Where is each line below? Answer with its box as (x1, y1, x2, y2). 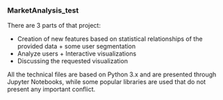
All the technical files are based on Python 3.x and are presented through (7, 70, 217, 78)
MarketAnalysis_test (7, 6, 79, 15)
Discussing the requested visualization (17, 57, 129, 65)
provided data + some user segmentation (17, 42, 136, 51)
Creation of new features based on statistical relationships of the (17, 35, 203, 43)
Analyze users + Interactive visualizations (17, 49, 137, 58)
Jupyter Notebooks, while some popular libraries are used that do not (7, 78, 206, 86)
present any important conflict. (7, 85, 96, 94)
